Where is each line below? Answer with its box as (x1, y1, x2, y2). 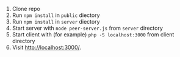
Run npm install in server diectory (12, 18, 100, 25)
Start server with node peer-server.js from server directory (12, 24, 163, 32)
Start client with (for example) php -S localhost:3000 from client (12, 31, 175, 38)
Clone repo (12, 5, 41, 12)
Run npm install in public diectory (12, 12, 100, 19)
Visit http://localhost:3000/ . (12, 44, 81, 51)
